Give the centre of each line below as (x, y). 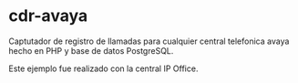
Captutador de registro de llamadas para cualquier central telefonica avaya (149, 41)
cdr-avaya (48, 16)
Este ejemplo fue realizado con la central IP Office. (103, 68)
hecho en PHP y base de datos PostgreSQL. (91, 50)
